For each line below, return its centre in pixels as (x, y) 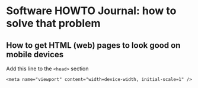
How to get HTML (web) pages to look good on (93, 45)
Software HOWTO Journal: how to (91, 11)
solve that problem (53, 23)
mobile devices (35, 54)
